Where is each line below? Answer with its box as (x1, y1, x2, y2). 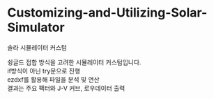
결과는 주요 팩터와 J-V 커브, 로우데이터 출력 (7, 84, 125, 92)
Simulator (7, 19, 65, 35)
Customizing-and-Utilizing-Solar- (7, 5, 208, 21)
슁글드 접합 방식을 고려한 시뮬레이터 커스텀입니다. (7, 57, 142, 66)
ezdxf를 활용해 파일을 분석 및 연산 (7, 75, 100, 84)
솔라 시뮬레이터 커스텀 (7, 43, 68, 51)
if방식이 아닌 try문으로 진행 (7, 66, 81, 75)
